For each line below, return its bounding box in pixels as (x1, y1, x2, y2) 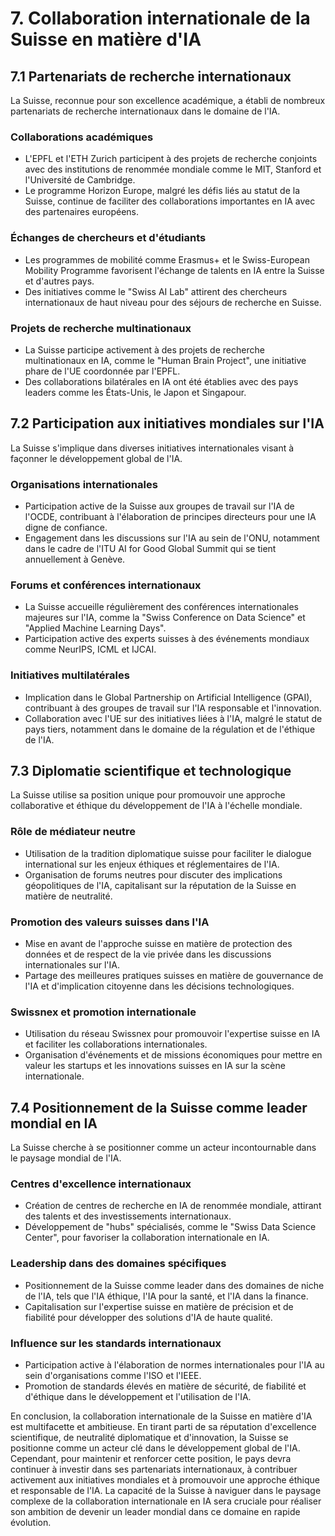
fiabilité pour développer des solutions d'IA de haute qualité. (24, 1311, 273, 1323)
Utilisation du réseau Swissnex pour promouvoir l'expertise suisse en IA (24, 1028, 321, 1040)
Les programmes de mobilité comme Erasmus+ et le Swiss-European (24, 253, 310, 266)
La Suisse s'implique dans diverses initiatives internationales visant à (10, 442, 295, 454)
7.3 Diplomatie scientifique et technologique (10, 762, 292, 779)
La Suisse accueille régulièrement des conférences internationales (24, 601, 299, 613)
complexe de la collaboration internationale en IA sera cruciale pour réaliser (10, 1495, 322, 1507)
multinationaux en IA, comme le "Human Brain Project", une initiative (24, 354, 307, 366)
